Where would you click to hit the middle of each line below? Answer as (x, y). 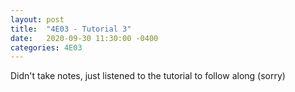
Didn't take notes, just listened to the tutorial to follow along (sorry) (148, 76)
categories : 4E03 (46, 47)
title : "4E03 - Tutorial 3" (71, 29)
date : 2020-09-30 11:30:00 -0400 (84, 38)
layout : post (37, 19)
